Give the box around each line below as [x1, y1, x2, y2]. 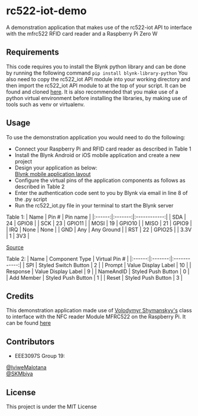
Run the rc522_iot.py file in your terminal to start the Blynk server [14, 201, 174, 209]
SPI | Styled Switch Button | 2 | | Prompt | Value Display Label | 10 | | [25, 261, 191, 268]
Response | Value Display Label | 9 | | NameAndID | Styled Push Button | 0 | [6, 268, 190, 275]
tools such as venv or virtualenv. [6, 101, 85, 108]
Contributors [6, 337, 55, 347]
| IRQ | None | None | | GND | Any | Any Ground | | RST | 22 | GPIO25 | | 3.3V [6, 226, 192, 233]
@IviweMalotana [6, 364, 47, 371]
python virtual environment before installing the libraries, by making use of [6, 94, 187, 101]
